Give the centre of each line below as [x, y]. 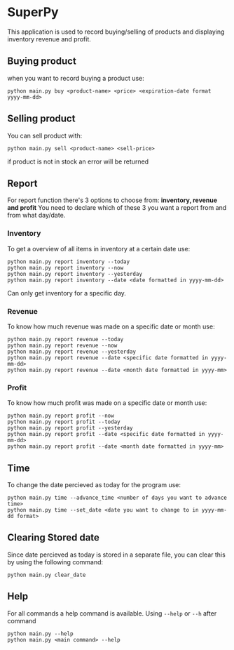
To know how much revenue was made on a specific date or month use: [111, 326]
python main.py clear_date [47, 575]
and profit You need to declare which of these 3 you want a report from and [117, 208]
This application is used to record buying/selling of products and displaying [116, 32]
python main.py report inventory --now [66, 267]
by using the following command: [55, 562]
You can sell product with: [45, 135]
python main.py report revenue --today [66, 339]
